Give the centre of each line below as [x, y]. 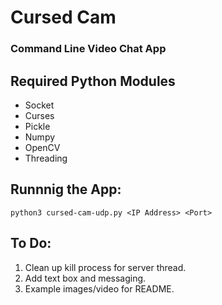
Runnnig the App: [66, 189]
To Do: [31, 243]
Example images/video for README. [99, 288]
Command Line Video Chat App [88, 49]
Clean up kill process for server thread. [105, 267]
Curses [39, 115]
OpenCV [42, 147]
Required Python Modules [93, 81]
